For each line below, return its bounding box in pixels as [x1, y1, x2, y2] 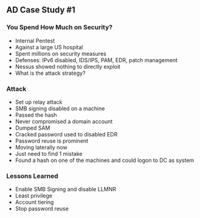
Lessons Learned [6, 172, 59, 180]
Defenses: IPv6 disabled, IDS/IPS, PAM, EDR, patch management [15, 56, 178, 63]
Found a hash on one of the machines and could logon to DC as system [15, 156, 195, 164]
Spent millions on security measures [15, 50, 106, 57]
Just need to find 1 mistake [15, 150, 83, 157]
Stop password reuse [15, 205, 69, 213]
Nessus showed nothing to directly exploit [15, 63, 120, 70]
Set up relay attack [15, 98, 63, 105]
